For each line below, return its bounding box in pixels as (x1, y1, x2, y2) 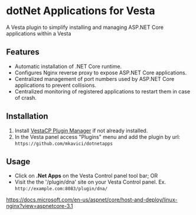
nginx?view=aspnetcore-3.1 (6, 203, 73, 210)
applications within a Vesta (6, 30, 71, 37)
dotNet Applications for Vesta (6, 4, 155, 18)
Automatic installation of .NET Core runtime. (14, 63, 122, 70)
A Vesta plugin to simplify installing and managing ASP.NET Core (6, 24, 164, 31)
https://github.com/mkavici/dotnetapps (14, 141, 113, 146)
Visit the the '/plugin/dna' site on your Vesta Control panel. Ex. (14, 178, 166, 185)
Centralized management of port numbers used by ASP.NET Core (14, 75, 175, 82)
